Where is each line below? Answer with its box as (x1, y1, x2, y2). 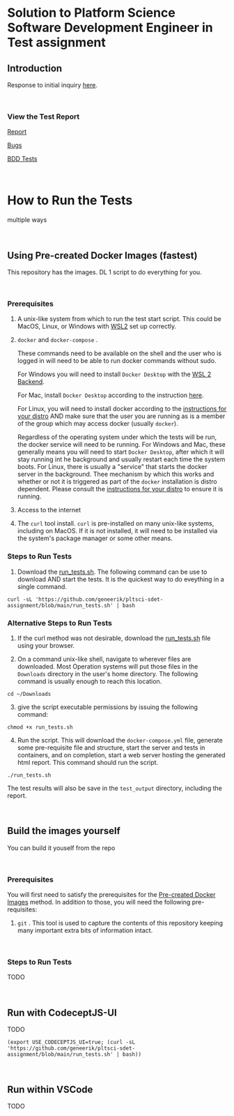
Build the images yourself (7, 825, 120, 837)
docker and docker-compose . (17, 336, 98, 344)
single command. (17, 582, 68, 590)
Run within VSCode (7, 1083, 93, 1095)
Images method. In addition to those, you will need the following (7, 898, 191, 907)
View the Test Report (7, 112, 80, 121)
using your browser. (17, 641, 75, 650)
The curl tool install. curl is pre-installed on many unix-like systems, (17, 519, 214, 528)
